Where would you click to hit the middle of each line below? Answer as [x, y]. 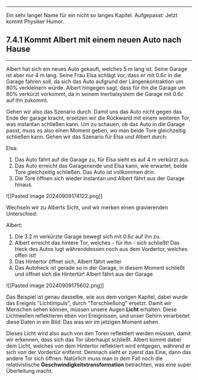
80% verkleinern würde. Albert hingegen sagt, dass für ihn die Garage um [96, 87]
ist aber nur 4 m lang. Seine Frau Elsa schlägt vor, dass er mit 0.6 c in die [94, 75]
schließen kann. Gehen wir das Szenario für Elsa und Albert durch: [87, 137]
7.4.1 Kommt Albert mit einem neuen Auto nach [94, 40]
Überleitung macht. [29, 371]
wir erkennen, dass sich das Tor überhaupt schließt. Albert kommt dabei [94, 339]
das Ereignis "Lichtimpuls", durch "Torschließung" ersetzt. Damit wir [89, 303]
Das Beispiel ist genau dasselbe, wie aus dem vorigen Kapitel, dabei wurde [97, 297]
